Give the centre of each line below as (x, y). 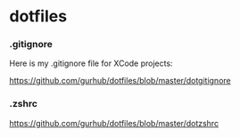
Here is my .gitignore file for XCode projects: (91, 63)
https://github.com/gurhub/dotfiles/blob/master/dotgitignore (120, 81)
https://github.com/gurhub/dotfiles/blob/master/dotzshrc (114, 123)
